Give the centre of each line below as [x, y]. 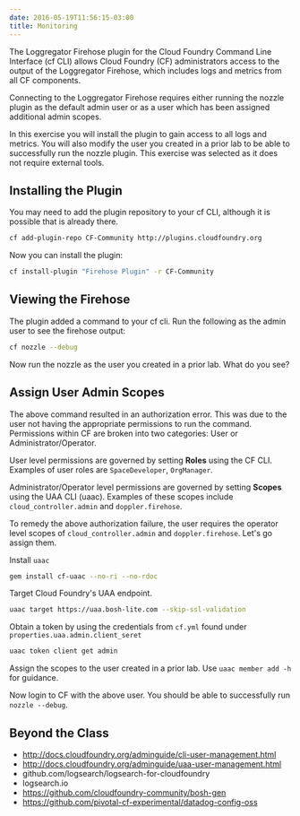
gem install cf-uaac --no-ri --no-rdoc [84, 576]
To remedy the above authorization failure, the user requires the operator [144, 523]
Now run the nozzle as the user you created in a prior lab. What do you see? [150, 364]
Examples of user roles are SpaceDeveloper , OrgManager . [111, 469]
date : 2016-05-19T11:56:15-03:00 [72, 17]
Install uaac [30, 560]
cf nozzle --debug [43, 347]
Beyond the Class [59, 733]
